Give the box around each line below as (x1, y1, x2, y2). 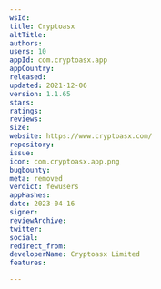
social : (9, 233, 39, 242)
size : (9, 124, 30, 133)
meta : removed (9, 174, 64, 183)
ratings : (9, 106, 43, 115)
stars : (9, 97, 35, 107)
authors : (9, 38, 43, 48)
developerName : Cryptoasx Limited (9, 250, 141, 259)
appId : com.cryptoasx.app (9, 55, 107, 65)
